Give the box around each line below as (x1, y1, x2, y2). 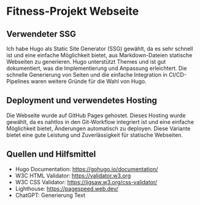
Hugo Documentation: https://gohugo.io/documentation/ (15, 165, 158, 172)
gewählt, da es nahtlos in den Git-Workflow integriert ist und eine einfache (6, 118, 194, 125)
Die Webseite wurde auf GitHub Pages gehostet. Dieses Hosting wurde (6, 112, 186, 119)
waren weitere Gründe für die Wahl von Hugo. (30, 78, 147, 85)
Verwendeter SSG (6, 29, 77, 39)
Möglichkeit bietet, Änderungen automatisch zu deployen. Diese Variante (6, 125, 191, 132)
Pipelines (6, 78, 29, 85)
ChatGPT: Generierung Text (15, 191, 86, 199)
